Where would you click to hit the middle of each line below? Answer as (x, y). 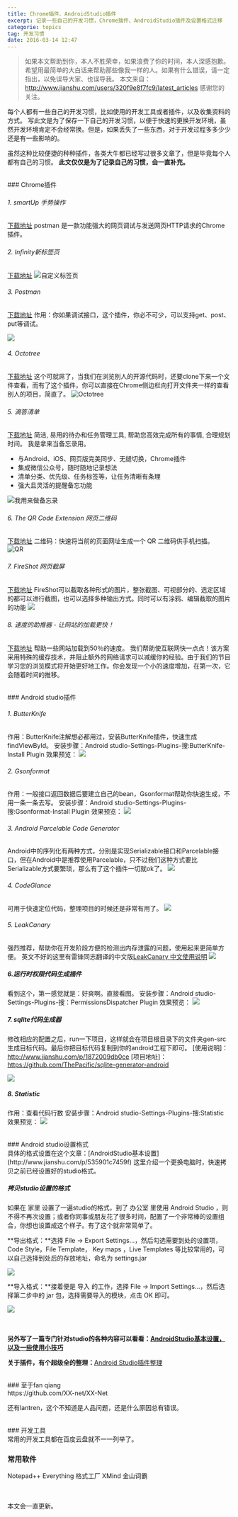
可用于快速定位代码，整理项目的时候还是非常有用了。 (85, 908)
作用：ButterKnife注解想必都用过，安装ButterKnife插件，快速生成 (102, 737)
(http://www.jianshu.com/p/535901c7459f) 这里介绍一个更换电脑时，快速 (114, 1161)
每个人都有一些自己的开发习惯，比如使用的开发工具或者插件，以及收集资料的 (119, 112)
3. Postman (24, 292)
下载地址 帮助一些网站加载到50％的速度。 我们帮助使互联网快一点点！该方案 (119, 648)
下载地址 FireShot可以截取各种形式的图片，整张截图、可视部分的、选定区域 (117, 589)
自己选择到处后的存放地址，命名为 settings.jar (80, 1258)
